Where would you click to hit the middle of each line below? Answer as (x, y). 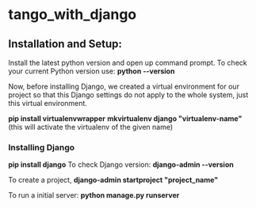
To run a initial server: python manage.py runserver (94, 195)
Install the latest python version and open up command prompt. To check (128, 62)
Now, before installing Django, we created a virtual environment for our (124, 86)
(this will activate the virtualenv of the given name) (91, 127)
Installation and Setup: (65, 44)
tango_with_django (73, 15)
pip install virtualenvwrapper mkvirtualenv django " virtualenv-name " (125, 119)
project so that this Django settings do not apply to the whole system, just (128, 95)
